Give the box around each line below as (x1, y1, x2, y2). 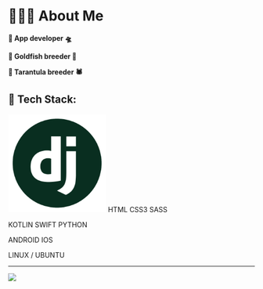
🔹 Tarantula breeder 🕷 (8, 67, 83, 77)
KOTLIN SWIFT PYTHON (8, 219, 88, 229)
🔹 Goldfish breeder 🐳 (8, 51, 77, 61)
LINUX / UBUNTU (8, 250, 65, 259)
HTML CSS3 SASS (107, 204, 168, 214)
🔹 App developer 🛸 (8, 33, 72, 42)
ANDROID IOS (8, 235, 53, 244)
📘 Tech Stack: (8, 93, 77, 107)
